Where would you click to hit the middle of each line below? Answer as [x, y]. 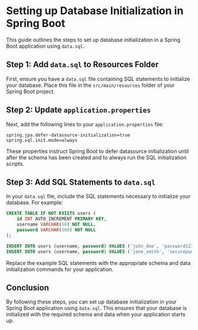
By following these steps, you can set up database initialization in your [91, 302]
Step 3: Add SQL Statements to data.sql [81, 182]
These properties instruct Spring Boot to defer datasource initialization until [98, 151]
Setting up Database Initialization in [95, 11]
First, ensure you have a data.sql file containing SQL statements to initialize [98, 79]
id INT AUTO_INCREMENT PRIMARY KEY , [62, 219]
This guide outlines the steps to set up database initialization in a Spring [93, 40]
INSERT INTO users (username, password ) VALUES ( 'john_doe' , [83, 246]
